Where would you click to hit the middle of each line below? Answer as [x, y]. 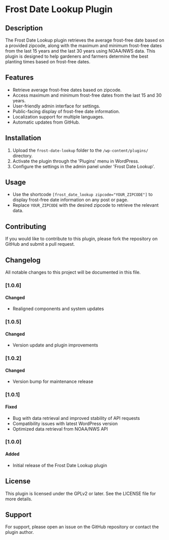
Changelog [23, 260]
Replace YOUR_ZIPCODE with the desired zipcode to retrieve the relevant [86, 205]
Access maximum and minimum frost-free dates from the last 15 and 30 [87, 95]
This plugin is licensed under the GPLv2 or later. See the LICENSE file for [81, 493]
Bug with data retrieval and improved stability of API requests [76, 418]
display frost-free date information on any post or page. [70, 200]
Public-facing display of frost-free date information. [66, 111]
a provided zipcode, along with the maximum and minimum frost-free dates [84, 46]
